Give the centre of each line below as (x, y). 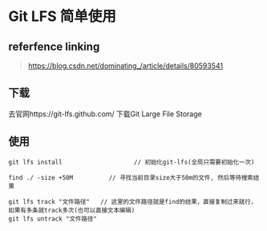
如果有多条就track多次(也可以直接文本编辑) (72, 210)
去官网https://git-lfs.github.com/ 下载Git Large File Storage (105, 114)
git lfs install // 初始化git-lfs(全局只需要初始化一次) (131, 162)
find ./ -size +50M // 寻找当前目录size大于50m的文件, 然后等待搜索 (131, 177)
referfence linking (54, 46)
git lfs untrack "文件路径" (53, 219)
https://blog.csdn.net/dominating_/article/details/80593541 (125, 66)
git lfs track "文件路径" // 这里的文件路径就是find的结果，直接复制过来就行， (133, 201)
